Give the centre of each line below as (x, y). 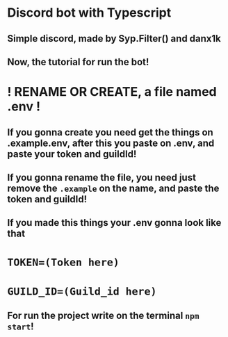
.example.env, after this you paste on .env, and (111, 143)
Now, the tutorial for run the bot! (78, 61)
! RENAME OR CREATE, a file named (112, 92)
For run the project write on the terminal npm (103, 316)
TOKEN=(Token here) (63, 262)
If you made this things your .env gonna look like (114, 223)
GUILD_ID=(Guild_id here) (82, 291)
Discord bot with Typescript (89, 13)
